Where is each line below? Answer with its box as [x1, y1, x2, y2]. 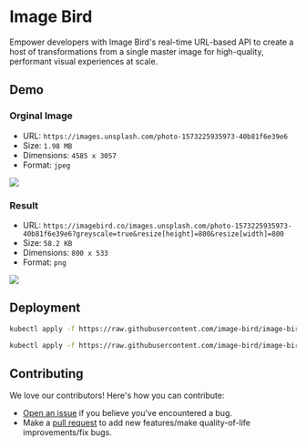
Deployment [9, 300, 81, 316]
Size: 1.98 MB [22, 139, 73, 151]
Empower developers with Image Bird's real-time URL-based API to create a [9, 36, 294, 47]
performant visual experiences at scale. [9, 56, 158, 66]
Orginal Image [9, 109, 73, 122]
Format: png [22, 257, 66, 268]
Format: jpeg [22, 159, 71, 170]
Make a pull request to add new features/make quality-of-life [22, 417, 251, 429]
